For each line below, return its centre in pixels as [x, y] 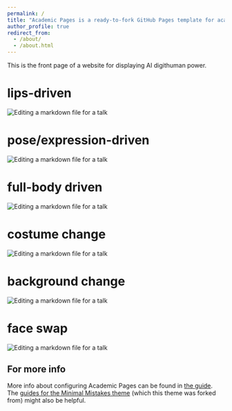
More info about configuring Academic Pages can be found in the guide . [110, 386]
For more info [37, 369]
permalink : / [26, 13]
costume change [56, 234]
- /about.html [33, 46]
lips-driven [39, 93]
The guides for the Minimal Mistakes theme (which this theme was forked [112, 393]
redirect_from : [29, 33]
